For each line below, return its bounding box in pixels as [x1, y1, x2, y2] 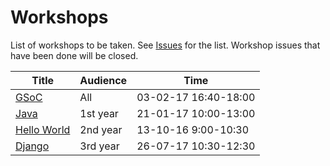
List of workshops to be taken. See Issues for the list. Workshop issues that [10, 39, 321, 51]
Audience [79, 73, 128, 87]
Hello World [15, 122, 71, 136]
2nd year [79, 122, 123, 136]
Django [15, 139, 50, 153]
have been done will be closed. [10, 49, 139, 61]
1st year [79, 106, 119, 120]
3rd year [79, 139, 120, 153]
